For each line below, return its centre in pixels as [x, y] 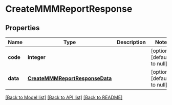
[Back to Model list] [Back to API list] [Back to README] [64, 97]
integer [37, 57]
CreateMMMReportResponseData [70, 78]
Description [131, 42]
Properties [23, 28]
